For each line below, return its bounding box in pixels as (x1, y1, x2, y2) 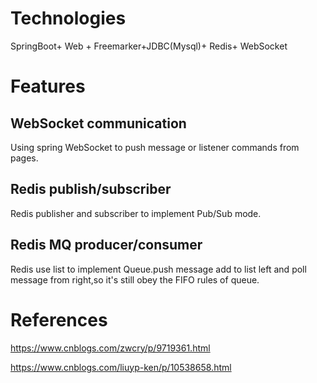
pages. (10, 152, 39, 164)
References (10, 308, 108, 331)
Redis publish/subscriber (10, 181, 172, 198)
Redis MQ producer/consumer (10, 237, 203, 254)
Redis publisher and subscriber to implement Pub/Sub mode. (10, 207, 262, 219)
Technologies (10, 7, 127, 30)
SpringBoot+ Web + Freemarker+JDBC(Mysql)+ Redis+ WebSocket (10, 40, 288, 52)
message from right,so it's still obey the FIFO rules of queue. (10, 273, 260, 286)
